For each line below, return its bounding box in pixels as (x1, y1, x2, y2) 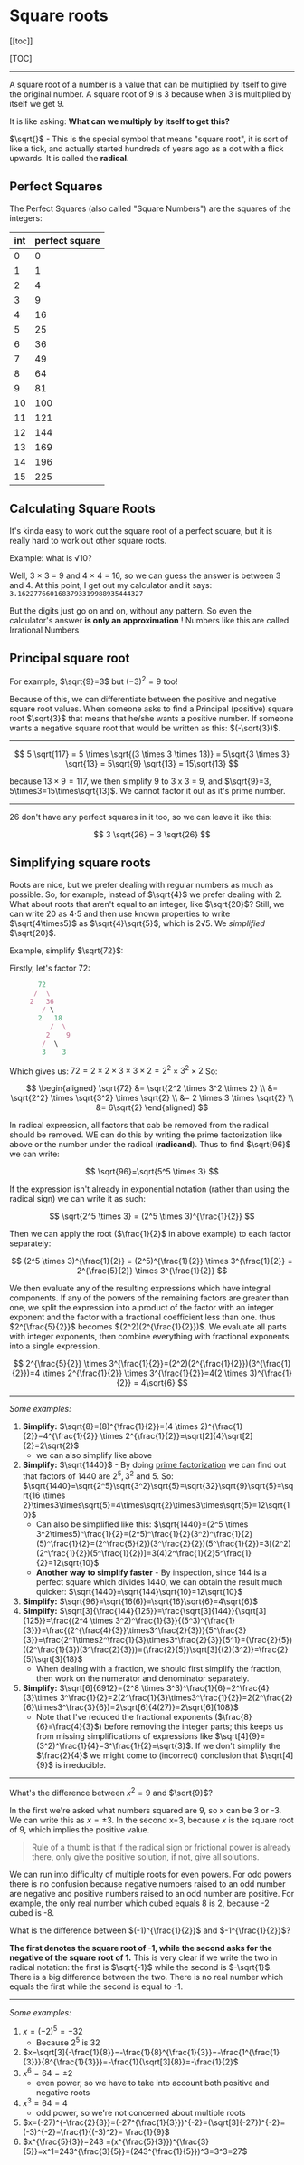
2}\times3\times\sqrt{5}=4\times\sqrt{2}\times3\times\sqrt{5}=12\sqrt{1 (22, 1500, 290, 1511)
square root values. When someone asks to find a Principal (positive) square (9, 703, 294, 714)
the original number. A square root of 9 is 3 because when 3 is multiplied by (9, 88, 292, 100)
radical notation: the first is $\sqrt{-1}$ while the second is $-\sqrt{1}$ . (9, 1961, 273, 1972)
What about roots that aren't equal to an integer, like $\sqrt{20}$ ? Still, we (9, 898, 285, 909)
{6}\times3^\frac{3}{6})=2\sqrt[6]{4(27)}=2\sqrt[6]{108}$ (22, 1702, 239, 1713)
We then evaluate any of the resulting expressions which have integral (9, 1283, 271, 1294)
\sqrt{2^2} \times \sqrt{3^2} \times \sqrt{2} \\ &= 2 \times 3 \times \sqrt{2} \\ (10, 1093, 294, 1104)
